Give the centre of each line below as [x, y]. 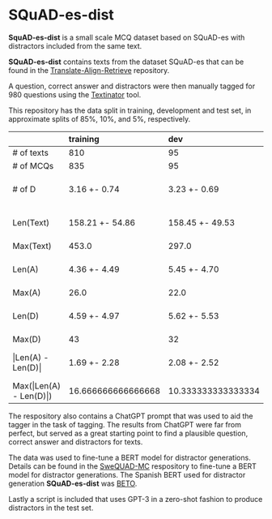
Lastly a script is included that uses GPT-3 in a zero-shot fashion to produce [136, 499]
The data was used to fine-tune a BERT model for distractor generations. [130, 457]
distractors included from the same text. [75, 45]
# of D [24, 189]
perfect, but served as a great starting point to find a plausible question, [128, 433]
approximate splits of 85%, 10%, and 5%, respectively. [100, 118]
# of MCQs [33, 165]
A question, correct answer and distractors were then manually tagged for [132, 86]
